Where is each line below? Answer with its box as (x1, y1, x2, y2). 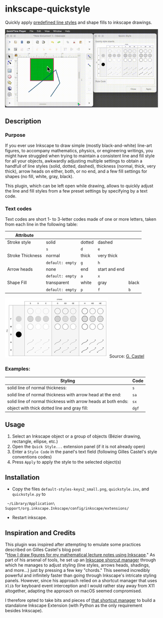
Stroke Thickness (7, 253, 42, 259)
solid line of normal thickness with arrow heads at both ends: (7, 398, 129, 404)
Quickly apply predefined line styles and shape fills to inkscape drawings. (5, 19, 152, 25)
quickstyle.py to (12, 491, 46, 497)
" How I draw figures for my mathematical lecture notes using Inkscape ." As (5, 552, 155, 557)
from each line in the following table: (5, 222, 78, 228)
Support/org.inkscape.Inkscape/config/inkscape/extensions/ (5, 506, 130, 511)
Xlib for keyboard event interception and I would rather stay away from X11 (5, 583, 155, 588)
